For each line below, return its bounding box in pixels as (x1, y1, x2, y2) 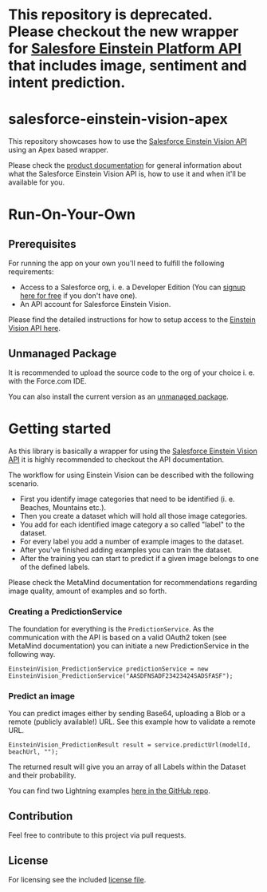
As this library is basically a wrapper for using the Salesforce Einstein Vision (8, 446, 257, 456)
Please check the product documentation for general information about (8, 161, 242, 170)
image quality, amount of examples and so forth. (8, 586, 167, 595)
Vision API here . (8, 324, 61, 333)
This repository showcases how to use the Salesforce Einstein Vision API (8, 137, 247, 146)
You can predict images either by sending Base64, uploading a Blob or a (8, 709, 245, 719)
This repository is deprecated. (8, 6, 213, 24)
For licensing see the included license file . (8, 875, 147, 885)
